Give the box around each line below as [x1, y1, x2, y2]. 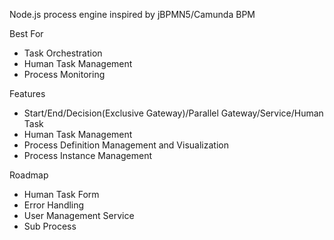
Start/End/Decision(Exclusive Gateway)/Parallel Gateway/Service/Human [23, 107, 324, 119]
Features [9, 88, 46, 99]
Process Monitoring [23, 69, 106, 80]
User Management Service [23, 210, 135, 221]
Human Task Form [23, 189, 100, 200]
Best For [9, 28, 44, 39]
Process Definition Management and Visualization [23, 139, 229, 151]
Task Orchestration [23, 47, 103, 59]
